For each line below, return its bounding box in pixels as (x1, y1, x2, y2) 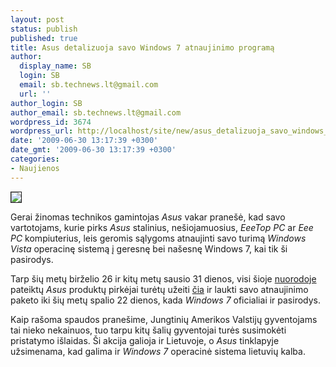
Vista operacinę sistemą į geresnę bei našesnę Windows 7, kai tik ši (10, 242, 288, 255)
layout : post (10, 14, 65, 25)
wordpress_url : (10, 126, 74, 136)
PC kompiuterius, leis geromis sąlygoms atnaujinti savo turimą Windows (10, 232, 307, 244)
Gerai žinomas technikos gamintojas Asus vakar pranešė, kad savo (10, 211, 286, 223)
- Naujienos (10, 163, 60, 173)
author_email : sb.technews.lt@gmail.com (10, 107, 182, 118)
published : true (10, 33, 78, 43)
